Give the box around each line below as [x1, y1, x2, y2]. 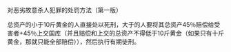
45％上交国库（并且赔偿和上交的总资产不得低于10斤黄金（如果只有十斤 [23, 29, 225, 37]
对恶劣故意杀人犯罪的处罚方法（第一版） [7, 6, 122, 14]
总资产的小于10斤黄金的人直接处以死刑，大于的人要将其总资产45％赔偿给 [7, 21, 214, 29]
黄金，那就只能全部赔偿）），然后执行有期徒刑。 [7, 38, 140, 46]
